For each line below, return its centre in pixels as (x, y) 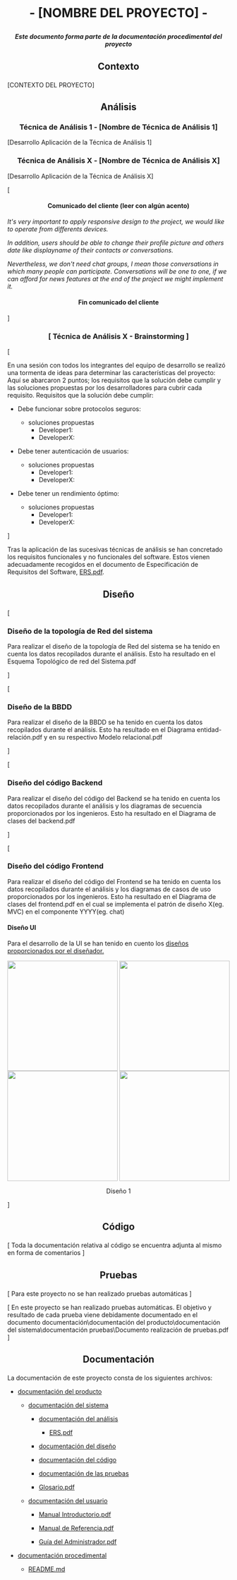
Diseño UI (22, 928)
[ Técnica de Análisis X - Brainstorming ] (119, 336)
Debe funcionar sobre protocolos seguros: (79, 409)
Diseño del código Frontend (56, 866)
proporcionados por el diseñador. (56, 951)
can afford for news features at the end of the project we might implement (115, 278)
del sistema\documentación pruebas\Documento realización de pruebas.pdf (118, 1330)
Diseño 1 (119, 1191)
